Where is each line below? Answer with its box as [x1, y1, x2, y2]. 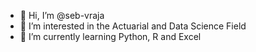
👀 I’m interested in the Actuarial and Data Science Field [19, 20, 247, 32]
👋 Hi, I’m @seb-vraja [19, 10, 105, 21]
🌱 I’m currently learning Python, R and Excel [19, 31, 202, 42]
